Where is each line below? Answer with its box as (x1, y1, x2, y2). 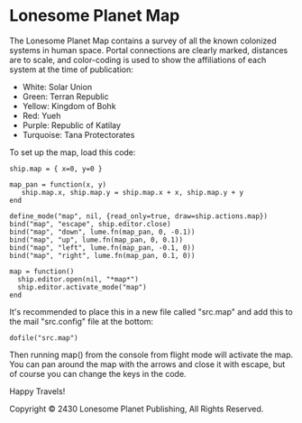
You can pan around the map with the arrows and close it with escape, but (9, 358, 286, 370)
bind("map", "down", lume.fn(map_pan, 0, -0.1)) (9, 227, 196, 236)
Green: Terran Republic (22, 91, 109, 102)
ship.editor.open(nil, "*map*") (17, 274, 140, 284)
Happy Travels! (9, 385, 66, 397)
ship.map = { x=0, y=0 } (9, 164, 103, 173)
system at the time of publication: (9, 64, 133, 75)
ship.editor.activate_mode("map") (17, 282, 147, 291)
